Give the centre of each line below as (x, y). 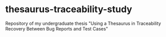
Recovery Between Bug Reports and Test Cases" (57, 28)
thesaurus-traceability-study (69, 9)
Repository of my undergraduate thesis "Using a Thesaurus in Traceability (83, 23)
